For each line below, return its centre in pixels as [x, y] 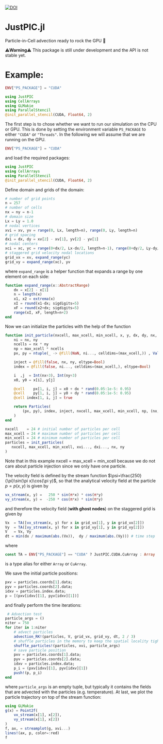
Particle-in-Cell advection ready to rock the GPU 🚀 [55, 40]
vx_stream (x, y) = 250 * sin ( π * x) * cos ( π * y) [54, 495]
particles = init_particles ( [34, 443]
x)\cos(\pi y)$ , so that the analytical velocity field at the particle [92, 481]
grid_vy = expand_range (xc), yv [38, 262]
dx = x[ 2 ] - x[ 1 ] [31, 290]
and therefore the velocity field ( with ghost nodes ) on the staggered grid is [80, 508]
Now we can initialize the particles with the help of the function [68, 326]
